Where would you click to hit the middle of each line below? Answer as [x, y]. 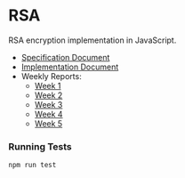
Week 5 [48, 123]
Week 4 [48, 114]
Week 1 [48, 85]
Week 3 [48, 104]
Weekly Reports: [51, 76]
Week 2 [48, 95]
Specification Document [65, 57]
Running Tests [40, 146]
